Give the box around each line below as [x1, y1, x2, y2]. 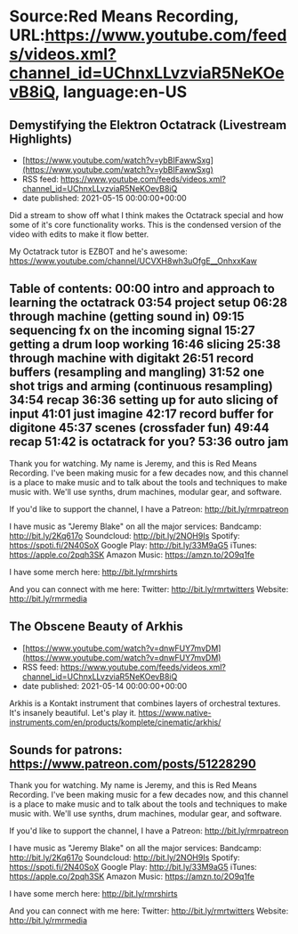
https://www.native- [138, 707, 212, 718]
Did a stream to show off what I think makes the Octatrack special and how [9, 210, 284, 220]
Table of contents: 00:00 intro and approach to [9, 281, 276, 296]
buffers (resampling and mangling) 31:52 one [9, 365, 265, 380]
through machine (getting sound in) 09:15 [9, 309, 245, 324]
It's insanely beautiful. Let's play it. [9, 707, 137, 718]
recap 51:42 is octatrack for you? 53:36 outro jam [9, 435, 289, 450]
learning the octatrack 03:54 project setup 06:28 [9, 296, 287, 311]
